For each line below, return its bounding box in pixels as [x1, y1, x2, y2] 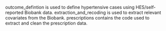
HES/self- [136, 4, 156, 10]
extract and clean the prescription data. [5, 20, 88, 26]
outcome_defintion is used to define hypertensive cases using [5, 4, 135, 10]
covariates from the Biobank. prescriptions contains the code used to [5, 15, 150, 20]
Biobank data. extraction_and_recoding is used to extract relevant [24, 9, 161, 15]
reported [5, 9, 24, 15]
